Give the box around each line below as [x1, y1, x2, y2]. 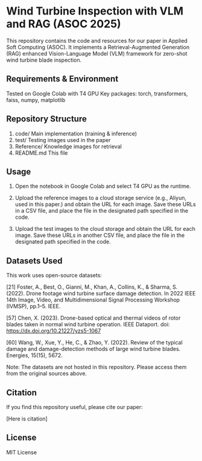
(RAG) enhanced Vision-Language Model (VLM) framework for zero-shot [6, 50, 188, 57]
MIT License [6, 448, 37, 456]
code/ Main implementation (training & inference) [14, 130, 137, 137]
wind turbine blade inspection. [6, 56, 82, 63]
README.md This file [14, 149, 68, 156]
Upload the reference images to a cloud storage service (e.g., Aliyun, [14, 195, 187, 202]
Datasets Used [6, 256, 63, 266]
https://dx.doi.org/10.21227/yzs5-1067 [6, 327, 101, 335]
